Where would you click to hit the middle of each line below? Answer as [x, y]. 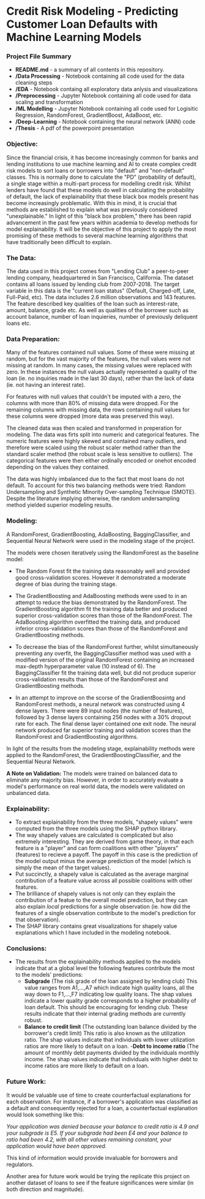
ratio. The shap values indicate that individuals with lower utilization [110, 1040]
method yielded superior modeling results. [60, 505]
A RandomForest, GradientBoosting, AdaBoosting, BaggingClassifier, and [98, 534]
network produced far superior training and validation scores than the [103, 730]
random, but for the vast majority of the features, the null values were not [99, 359]
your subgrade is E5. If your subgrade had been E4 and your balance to [97, 1133]
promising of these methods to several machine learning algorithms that [97, 235]
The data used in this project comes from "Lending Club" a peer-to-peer [98, 271]
